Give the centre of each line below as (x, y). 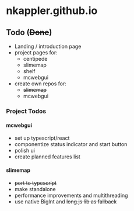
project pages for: (36, 53)
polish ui (24, 151)
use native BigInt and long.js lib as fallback (66, 202)
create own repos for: (40, 84)
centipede (35, 59)
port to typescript (36, 183)
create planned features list (47, 157)
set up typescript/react (42, 138)
